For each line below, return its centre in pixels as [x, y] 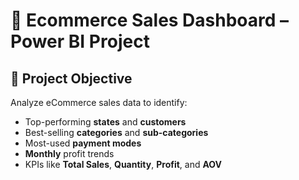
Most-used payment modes [83, 143]
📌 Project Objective [71, 78]
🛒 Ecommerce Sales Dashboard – [150, 20]
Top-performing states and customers [105, 122]
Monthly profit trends [69, 153]
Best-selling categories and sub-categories [116, 132]
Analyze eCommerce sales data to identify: [99, 102]
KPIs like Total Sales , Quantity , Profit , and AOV [123, 164]
